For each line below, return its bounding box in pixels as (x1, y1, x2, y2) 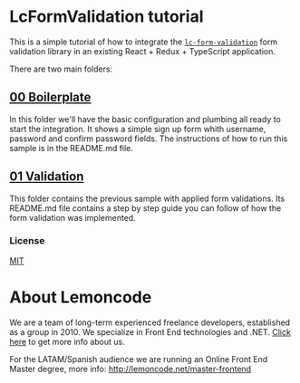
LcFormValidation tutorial (9, 6, 204, 27)
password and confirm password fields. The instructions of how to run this (9, 133, 288, 144)
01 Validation (9, 169, 84, 185)
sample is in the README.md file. (9, 142, 134, 153)
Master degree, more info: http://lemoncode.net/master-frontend (9, 363, 252, 374)
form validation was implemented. (9, 212, 136, 223)
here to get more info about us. (9, 336, 125, 347)
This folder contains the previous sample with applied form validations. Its (9, 193, 285, 204)
